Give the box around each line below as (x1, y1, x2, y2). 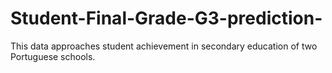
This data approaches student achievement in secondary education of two (10, 40, 318, 52)
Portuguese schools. (10, 50, 96, 62)
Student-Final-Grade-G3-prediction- (10, 7, 323, 30)
